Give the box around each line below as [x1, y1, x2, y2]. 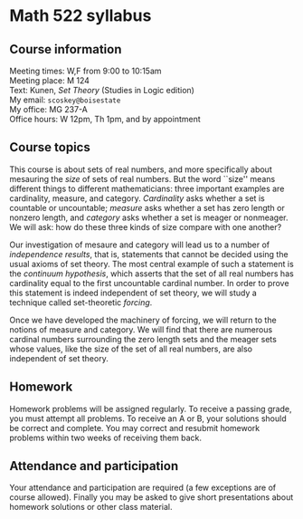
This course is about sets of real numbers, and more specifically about [9, 164, 273, 175]
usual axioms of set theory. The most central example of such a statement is [9, 258, 294, 269]
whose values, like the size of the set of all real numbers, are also [9, 343, 253, 354]
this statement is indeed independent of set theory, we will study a [9, 287, 258, 298]
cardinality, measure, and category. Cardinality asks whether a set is [9, 192, 265, 204]
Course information [9, 42, 122, 57]
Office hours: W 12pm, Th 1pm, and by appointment [9, 114, 201, 124]
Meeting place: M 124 [9, 75, 90, 86]
